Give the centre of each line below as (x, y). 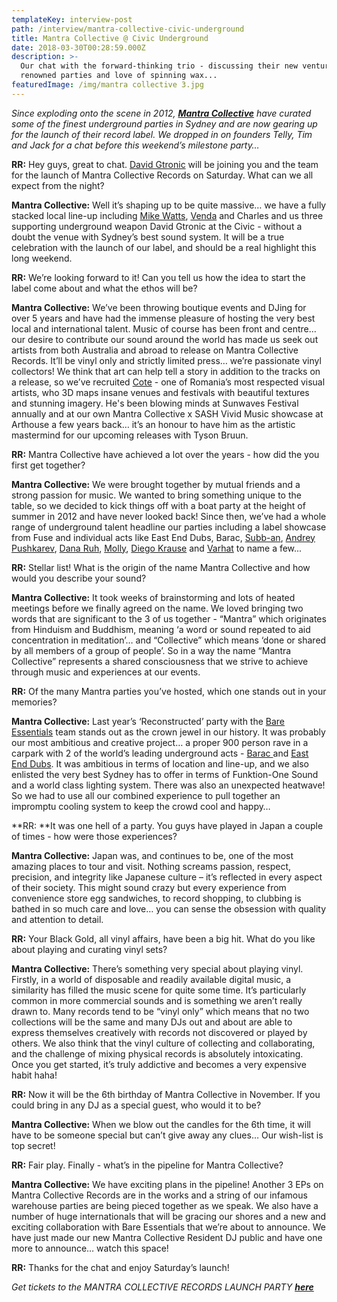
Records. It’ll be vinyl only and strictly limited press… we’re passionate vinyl (166, 360)
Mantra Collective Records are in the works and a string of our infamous (159, 1195)
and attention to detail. (57, 919)
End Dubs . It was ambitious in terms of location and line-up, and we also (160, 763)
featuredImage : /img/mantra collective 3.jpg (107, 85)
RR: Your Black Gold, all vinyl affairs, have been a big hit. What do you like (163, 938)
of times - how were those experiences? (94, 836)
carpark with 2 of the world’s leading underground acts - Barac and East (160, 753)
